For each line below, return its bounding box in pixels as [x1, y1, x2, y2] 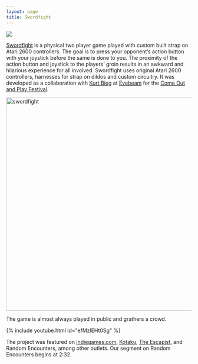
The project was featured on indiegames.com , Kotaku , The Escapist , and [6, 338, 183, 345]
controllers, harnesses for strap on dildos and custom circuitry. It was [6, 73, 175, 80]
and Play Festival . [6, 85, 49, 92]
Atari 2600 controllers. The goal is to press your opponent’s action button [6, 48, 184, 55]
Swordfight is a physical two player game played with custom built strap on [6, 41, 189, 49]
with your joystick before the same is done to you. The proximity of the [6, 54, 178, 61]
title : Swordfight [6, 14, 51, 20]
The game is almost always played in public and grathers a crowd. [6, 315, 167, 323]
